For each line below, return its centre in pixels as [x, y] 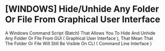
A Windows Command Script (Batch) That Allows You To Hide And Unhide [80, 33]
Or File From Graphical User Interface [83, 19]
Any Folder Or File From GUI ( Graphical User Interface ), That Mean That [79, 38]
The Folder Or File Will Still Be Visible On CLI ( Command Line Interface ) [79, 43]
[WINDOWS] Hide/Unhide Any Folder [82, 9]
